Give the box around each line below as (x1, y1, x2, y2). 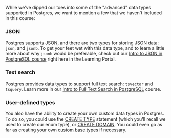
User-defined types (5, 98, 55, 106)
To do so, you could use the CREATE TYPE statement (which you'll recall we (5, 115, 166, 122)
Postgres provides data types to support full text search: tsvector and (5, 81, 153, 87)
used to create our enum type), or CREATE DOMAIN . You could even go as (5, 121, 163, 127)
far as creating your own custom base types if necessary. (5, 127, 127, 133)
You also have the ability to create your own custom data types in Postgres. (5, 110, 164, 116)
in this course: (5, 15, 35, 21)
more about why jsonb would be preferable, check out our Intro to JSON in (5, 51, 163, 57)
